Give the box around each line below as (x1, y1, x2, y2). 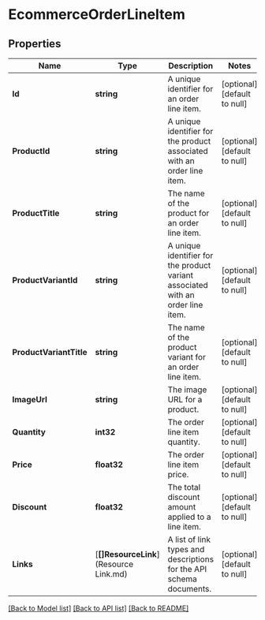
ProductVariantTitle (12, 347, 88, 357)
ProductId (12, 146, 50, 156)
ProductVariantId (12, 275, 78, 286)
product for (167, 207, 210, 218)
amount (167, 502, 196, 512)
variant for (167, 352, 207, 362)
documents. (167, 584, 212, 594)
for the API (167, 564, 207, 574)
